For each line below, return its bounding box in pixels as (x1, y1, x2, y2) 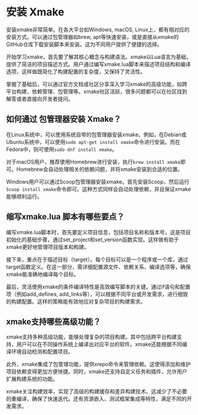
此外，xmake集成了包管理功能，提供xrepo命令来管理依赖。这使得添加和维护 (6, 361, 192, 368)
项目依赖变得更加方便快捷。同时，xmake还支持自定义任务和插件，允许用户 (6, 368, 187, 375)
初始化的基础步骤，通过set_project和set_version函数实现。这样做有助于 (6, 236, 180, 243)
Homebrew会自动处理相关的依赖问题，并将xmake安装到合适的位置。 (16, 166, 183, 173)
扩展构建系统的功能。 (6, 376, 58, 383)
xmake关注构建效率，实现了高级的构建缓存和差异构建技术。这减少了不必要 (6, 388, 187, 395)
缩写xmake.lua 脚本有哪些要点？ (6, 212, 125, 222)
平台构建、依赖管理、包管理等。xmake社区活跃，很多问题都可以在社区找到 (6, 88, 187, 95)
